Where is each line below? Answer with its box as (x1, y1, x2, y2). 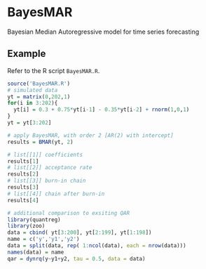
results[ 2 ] (7, 171, 39, 178)
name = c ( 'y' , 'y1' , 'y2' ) (7, 236, 80, 243)
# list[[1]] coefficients (7, 151, 83, 158)
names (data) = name (7, 249, 64, 256)
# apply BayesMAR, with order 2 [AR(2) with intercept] (7, 131, 174, 139)
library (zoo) (7, 223, 46, 230)
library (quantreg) (7, 216, 61, 223)
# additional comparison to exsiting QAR (7, 209, 130, 216)
